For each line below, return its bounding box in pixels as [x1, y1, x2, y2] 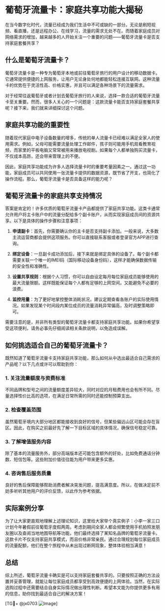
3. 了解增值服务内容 [5, 438, 52, 445]
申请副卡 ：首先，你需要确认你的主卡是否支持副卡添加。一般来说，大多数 [12, 228, 159, 234]
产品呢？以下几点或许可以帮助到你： [5, 361, 79, 367]
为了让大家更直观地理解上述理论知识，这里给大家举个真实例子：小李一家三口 [5, 518, 160, 524]
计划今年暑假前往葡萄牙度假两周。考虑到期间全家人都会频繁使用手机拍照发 [5, 524, 156, 530]
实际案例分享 [5, 504, 44, 512]
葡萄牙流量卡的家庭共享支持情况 [5, 191, 102, 200]
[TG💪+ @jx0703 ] [5, 601, 58, 606]
